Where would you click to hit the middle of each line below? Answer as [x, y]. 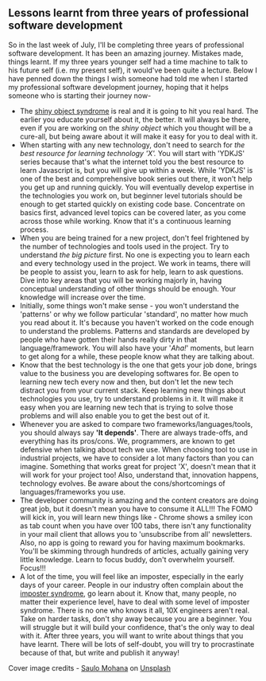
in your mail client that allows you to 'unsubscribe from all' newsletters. [136, 534]
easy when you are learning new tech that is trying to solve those [126, 407]
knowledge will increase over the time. [83, 297]
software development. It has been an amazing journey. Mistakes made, [126, 53]
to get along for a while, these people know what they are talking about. [137, 356]
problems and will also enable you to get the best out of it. [115, 415]
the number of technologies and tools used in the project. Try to [124, 246]
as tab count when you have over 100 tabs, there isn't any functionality [135, 526]
